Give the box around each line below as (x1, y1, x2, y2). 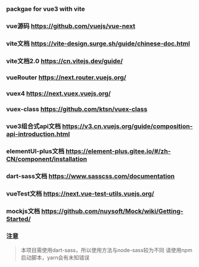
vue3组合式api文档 (6, 122, 61, 131)
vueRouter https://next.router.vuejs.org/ (6, 73, 126, 82)
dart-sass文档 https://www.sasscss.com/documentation (6, 172, 175, 181)
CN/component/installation (6, 155, 88, 163)
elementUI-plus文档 (6, 147, 64, 156)
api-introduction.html (6, 130, 70, 138)
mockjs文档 (6, 207, 41, 216)
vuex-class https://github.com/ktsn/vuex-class (6, 105, 148, 113)
